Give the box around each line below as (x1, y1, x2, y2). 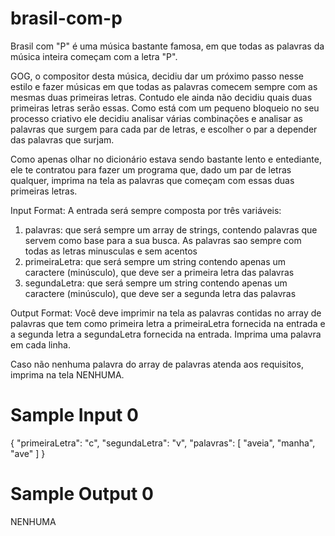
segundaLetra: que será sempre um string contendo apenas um (24, 277, 288, 289)
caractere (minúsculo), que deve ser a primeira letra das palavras (24, 266, 295, 278)
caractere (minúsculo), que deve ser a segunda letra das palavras (24, 287, 297, 299)
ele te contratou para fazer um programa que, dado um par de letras (10, 163, 292, 176)
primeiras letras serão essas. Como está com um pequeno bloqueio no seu (10, 102, 320, 114)
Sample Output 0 (10, 483, 154, 506)
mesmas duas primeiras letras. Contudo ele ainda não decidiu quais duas (10, 91, 313, 103)
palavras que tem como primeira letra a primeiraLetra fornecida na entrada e (10, 317, 326, 329)
